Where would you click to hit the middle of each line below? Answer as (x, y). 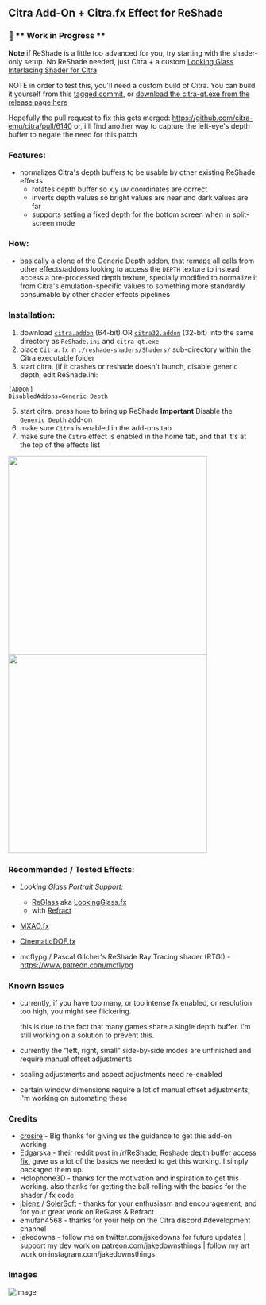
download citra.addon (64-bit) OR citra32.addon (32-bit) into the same (137, 332)
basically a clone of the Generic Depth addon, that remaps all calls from (137, 261)
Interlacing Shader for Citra (53, 70)
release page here (38, 102)
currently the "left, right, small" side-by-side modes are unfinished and (135, 1051)
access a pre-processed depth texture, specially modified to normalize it (139, 278)
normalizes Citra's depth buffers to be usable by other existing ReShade (137, 172)
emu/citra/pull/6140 (40, 125)
